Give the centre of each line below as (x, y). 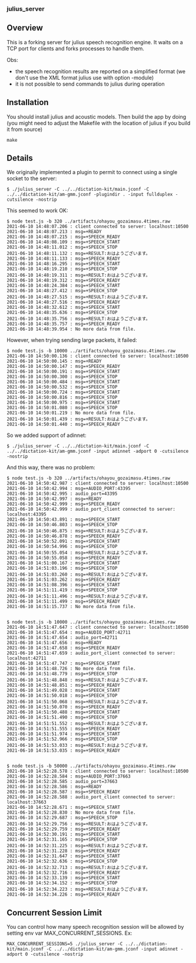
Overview (25, 28)
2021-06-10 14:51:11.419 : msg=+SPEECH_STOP (62, 590)
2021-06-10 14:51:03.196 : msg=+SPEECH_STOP (62, 569)
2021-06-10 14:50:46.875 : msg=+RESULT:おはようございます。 (79, 531)
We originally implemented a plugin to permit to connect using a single (92, 172)
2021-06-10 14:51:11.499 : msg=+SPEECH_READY (63, 602)
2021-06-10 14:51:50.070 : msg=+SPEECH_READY (63, 707)
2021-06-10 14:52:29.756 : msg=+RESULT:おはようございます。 (79, 824)
